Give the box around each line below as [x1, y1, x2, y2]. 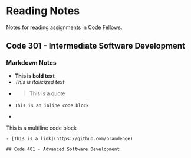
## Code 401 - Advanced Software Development [6, 146, 120, 152]
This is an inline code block [14, 102, 90, 108]
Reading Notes [6, 4, 80, 18]
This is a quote [29, 90, 65, 97]
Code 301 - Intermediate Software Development [6, 41, 186, 51]
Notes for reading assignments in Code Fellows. [6, 24, 123, 31]
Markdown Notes [6, 59, 57, 67]
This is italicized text [14, 78, 65, 85]
